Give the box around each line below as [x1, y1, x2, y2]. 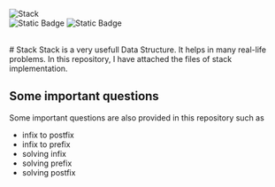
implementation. [9, 63, 68, 74]
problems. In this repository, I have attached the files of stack [9, 54, 233, 64]
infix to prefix [21, 138, 71, 150]
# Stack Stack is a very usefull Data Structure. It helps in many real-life [9, 44, 267, 55]
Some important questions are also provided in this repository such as [9, 112, 265, 123]
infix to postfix [21, 129, 75, 140]
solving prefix [21, 158, 73, 168]
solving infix [21, 148, 66, 159]
